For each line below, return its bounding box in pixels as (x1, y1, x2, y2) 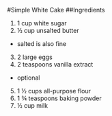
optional (16, 73, 40, 82)
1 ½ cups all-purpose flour (16, 87, 91, 95)
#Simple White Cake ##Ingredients (7, 6, 105, 14)
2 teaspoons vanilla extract (16, 60, 94, 68)
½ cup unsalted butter (16, 27, 80, 34)
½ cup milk (16, 102, 48, 109)
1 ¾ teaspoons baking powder (16, 94, 102, 102)
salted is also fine (16, 40, 67, 47)
